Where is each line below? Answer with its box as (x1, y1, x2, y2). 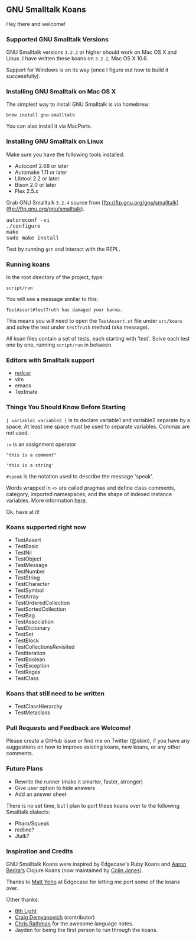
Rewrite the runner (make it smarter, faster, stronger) (14, 778, 143, 785)
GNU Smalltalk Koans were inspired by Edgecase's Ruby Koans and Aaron (6, 860, 187, 868)
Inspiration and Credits (6, 847, 73, 855)
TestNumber (14, 568, 45, 575)
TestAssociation (14, 618, 54, 625)
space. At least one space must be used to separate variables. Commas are (6, 423, 190, 430)
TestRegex (14, 668, 41, 675)
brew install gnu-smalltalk (6, 112, 76, 118)
